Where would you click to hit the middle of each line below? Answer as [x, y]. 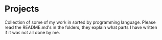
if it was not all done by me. [32, 32]
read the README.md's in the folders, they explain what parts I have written [81, 27]
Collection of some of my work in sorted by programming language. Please [80, 22]
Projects [22, 9]
